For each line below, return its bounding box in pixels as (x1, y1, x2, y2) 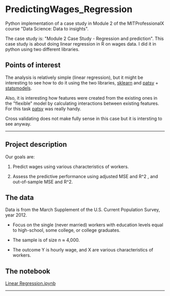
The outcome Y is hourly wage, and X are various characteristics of (12, 247, 153, 253)
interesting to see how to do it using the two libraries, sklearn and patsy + (5, 79, 158, 86)
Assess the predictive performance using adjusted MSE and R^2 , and (12, 173, 158, 179)
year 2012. (5, 212, 27, 218)
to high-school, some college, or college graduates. (12, 227, 120, 233)
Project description (5, 140, 67, 149)
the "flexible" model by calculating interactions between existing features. (5, 100, 159, 106)
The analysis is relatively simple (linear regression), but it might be (5, 74, 143, 80)
